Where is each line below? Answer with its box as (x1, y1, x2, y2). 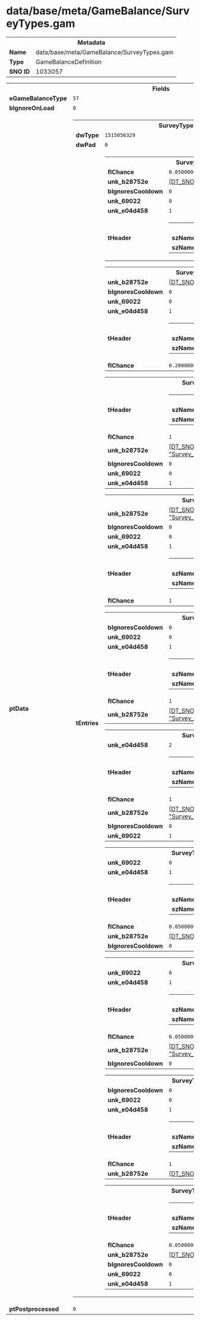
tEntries (76, 719, 99, 727)
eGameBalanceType (9, 94, 67, 102)
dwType (76, 131, 99, 139)
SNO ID (9, 67, 30, 76)
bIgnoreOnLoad (9, 104, 55, 112)
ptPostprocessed (9, 1305, 60, 1313)
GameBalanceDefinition (35, 58, 102, 66)
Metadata (77, 38, 105, 46)
